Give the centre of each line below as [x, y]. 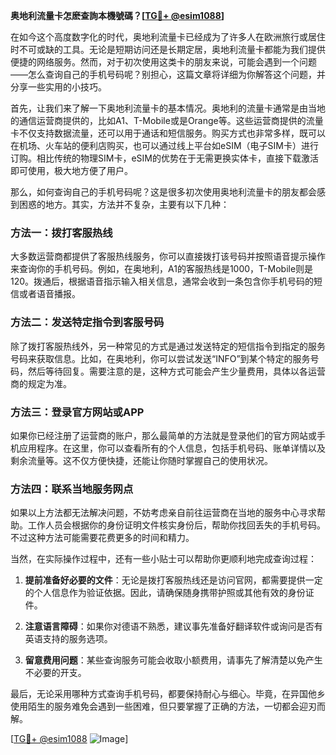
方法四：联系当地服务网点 [72, 489]
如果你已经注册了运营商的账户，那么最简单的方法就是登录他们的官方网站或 [163, 435]
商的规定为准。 [41, 383]
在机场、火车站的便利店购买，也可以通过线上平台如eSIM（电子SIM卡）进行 [164, 145]
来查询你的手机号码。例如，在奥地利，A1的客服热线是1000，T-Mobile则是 [162, 269]
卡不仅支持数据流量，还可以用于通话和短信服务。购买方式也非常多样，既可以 [168, 133]
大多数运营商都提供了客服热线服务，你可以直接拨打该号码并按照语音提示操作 [168, 256]
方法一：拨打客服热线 [61, 232]
